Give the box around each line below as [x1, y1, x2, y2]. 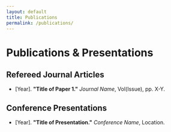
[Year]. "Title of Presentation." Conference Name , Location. [14, 119, 165, 126]
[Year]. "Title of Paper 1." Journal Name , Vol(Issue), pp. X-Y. [14, 85, 166, 93]
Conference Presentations [6, 103, 107, 113]
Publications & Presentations [6, 46, 154, 59]
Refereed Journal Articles [6, 70, 104, 80]
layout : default [6, 8, 47, 15]
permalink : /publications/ [6, 20, 74, 26]
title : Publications [6, 14, 58, 20]
